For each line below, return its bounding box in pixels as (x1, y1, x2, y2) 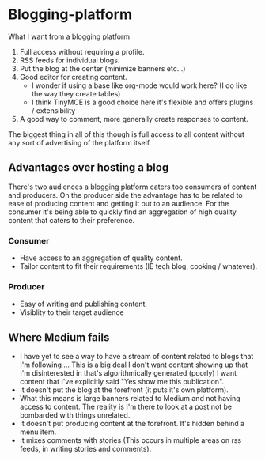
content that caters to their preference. (8, 215, 135, 225)
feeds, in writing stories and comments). (19, 444, 152, 454)
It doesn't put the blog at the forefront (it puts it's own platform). (19, 385, 229, 395)
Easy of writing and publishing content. (19, 299, 148, 309)
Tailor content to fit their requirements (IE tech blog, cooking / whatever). (19, 262, 258, 271)
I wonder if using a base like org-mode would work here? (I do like (31, 81, 248, 90)
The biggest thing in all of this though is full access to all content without (8, 129, 245, 139)
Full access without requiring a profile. (19, 47, 145, 56)
